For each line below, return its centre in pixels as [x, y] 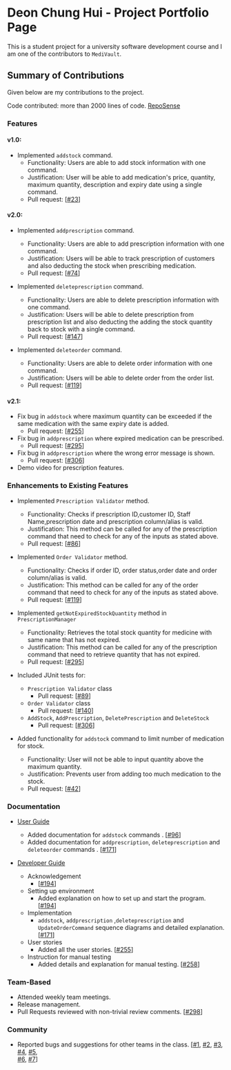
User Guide [33, 821]
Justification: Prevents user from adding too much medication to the [124, 774]
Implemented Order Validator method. [72, 556]
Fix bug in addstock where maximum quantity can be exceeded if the [114, 416]
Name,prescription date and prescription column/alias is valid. [115, 521]
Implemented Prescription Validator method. [83, 500]
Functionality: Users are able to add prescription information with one [126, 244]
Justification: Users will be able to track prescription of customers [121, 259]
